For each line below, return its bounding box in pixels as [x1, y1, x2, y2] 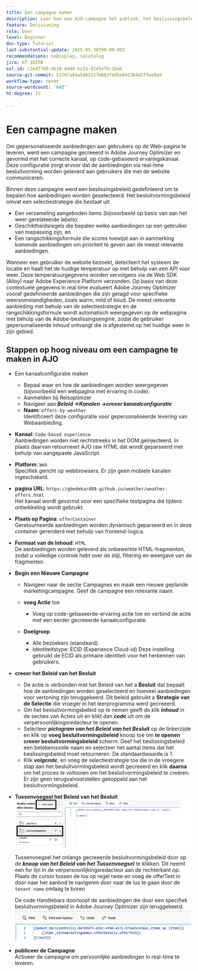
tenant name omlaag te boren [14, 885, 85, 892]
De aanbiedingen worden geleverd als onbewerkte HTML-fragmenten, [14, 545, 186, 552]
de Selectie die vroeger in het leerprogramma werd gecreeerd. [23, 700, 177, 707]
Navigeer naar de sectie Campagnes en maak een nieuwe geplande [23, 581, 189, 588]
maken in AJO [6, 354, 59, 364]
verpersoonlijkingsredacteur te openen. [23, 718, 120, 726]
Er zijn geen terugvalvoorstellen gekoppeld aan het [23, 775, 147, 782]
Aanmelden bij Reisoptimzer [23, 394, 92, 401]
